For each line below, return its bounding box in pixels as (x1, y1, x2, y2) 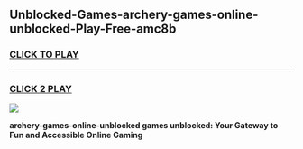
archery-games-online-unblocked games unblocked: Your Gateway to (9, 119, 279, 130)
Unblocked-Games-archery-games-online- (9, 7, 259, 23)
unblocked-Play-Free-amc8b (9, 22, 177, 37)
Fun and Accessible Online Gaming (9, 129, 143, 140)
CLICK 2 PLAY (9, 82, 72, 95)
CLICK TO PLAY (9, 49, 79, 61)
